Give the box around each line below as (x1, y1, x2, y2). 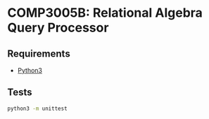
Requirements (7, 48, 70, 59)
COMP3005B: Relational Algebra (7, 5, 203, 21)
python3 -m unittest (7, 105, 68, 112)
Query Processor (7, 20, 109, 36)
